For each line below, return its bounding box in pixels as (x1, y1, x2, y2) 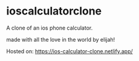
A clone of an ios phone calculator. (6, 24, 93, 31)
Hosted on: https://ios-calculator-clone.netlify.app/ (6, 47, 133, 55)
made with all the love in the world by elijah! (6, 36, 115, 43)
